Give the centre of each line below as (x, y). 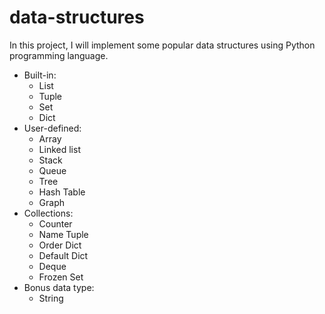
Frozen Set (61, 277)
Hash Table (62, 192)
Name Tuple (63, 234)
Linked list (59, 149)
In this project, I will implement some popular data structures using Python (162, 45)
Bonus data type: (59, 287)
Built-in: (40, 75)
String (51, 298)
